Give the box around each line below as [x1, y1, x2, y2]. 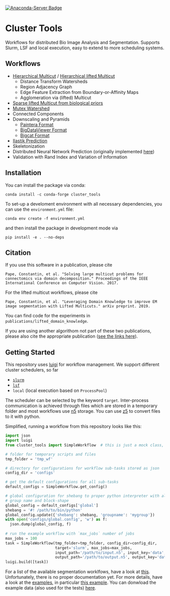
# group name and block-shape [5, 498, 69, 503]
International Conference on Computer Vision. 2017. [5, 281, 119, 286]
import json [5, 433, 30, 439]
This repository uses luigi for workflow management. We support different [5, 361, 159, 368]
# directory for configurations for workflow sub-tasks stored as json [5, 466, 159, 471]
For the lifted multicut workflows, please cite [5, 289, 98, 295]
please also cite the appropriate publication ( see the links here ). [5, 333, 138, 340]
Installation [5, 169, 41, 177]
